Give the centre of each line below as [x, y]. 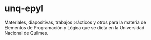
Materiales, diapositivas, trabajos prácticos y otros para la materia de [75, 22]
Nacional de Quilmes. [26, 33]
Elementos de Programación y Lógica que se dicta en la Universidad [75, 27]
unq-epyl [24, 9]
